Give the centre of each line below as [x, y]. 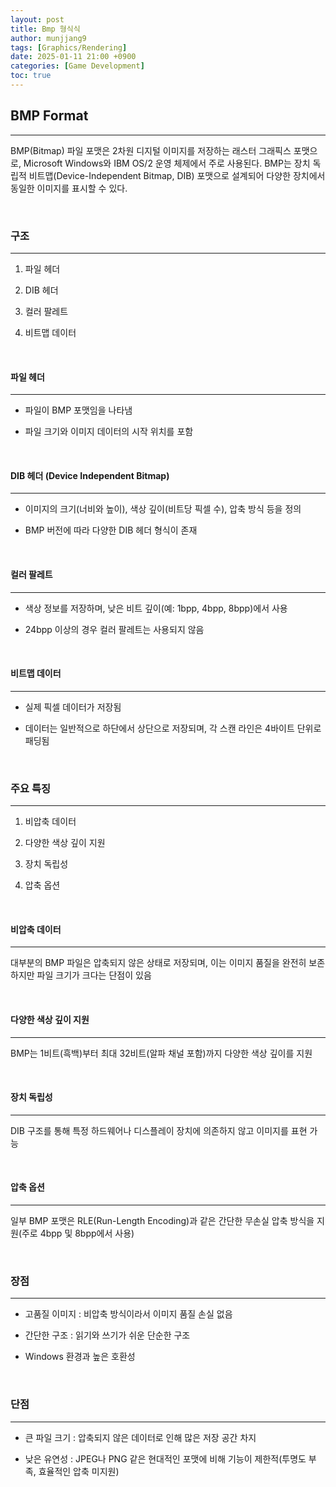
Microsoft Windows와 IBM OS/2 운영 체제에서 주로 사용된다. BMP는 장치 [167, 163]
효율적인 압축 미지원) [79, 1471]
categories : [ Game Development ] [77, 66]
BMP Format [49, 116]
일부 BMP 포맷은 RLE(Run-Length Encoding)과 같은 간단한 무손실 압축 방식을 [162, 1220]
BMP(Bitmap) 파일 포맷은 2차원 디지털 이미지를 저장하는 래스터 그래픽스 [151, 150]
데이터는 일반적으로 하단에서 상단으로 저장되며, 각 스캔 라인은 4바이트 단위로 [173, 728]
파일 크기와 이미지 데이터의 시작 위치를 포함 [109, 432]
